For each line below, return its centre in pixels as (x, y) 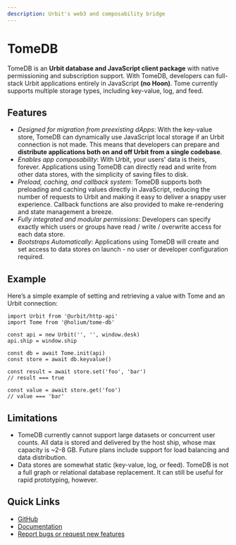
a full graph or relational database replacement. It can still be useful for (120, 472)
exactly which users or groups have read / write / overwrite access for (119, 227)
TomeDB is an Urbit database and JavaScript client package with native (113, 68)
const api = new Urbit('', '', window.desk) (74, 335)
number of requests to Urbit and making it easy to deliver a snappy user (122, 197)
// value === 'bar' (36, 396)
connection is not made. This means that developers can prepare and (118, 144)
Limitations (32, 418)
